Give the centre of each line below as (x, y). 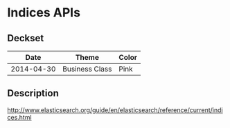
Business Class (87, 69)
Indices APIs (44, 13)
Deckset (26, 38)
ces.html (20, 117)
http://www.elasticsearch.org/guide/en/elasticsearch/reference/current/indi (115, 110)
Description (33, 93)
